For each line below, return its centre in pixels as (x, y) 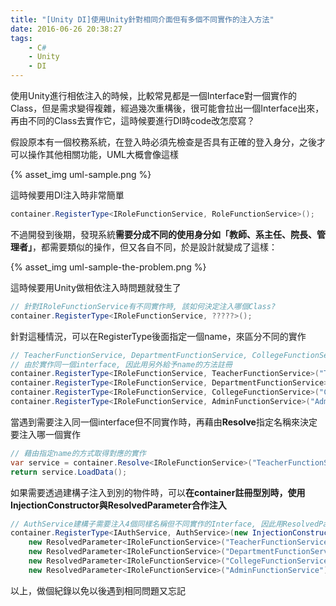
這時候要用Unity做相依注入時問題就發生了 (96, 287)
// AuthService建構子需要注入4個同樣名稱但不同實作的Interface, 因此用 (146, 524)
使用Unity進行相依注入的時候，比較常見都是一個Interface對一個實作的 (153, 95)
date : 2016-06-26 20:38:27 (66, 29)
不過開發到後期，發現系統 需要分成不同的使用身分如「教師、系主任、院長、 (163, 234)
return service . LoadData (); (69, 472)
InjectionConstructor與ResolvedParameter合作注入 (118, 505)
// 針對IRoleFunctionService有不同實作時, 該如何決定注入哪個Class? (143, 306)
